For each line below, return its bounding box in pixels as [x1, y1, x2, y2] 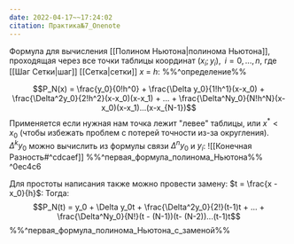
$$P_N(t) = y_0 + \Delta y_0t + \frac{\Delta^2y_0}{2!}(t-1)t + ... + [32, 201, 266, 213]
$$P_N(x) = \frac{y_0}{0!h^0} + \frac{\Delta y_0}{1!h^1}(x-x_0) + [32, 83, 266, 94]
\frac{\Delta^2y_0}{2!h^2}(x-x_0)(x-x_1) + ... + [12, 93, 177, 104]
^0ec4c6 [9, 161, 42, 172]
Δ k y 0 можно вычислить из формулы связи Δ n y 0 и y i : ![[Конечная [9, 138, 252, 153]
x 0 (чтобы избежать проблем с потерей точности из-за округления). [9, 127, 270, 140]
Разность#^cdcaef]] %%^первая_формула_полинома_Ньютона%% [9, 152, 263, 162]
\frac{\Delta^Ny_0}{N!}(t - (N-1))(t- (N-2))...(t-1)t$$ [57, 211, 241, 222]
